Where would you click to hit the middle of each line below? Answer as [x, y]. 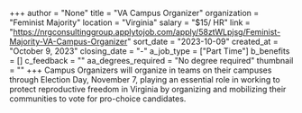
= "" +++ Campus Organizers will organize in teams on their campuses [141, 70]
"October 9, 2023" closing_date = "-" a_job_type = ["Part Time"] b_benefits [150, 51]
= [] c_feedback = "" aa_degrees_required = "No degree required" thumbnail [151, 61]
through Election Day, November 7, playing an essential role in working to [145, 79]
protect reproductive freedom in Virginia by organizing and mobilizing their [148, 89]
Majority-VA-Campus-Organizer [69, 41]
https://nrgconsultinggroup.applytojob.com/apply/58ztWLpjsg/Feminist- [147, 32]
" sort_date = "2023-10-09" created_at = [203, 41]
